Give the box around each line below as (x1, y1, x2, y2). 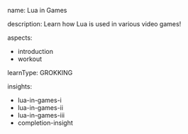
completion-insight (17, 118, 73, 127)
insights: (7, 82, 33, 91)
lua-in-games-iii (17, 111, 65, 119)
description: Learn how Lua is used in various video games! (7, 20, 182, 28)
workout (17, 55, 43, 63)
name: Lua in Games (7, 6, 67, 14)
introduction (17, 48, 53, 55)
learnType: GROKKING (7, 69, 73, 77)
